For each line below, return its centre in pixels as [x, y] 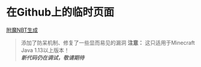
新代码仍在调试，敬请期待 [52, 57]
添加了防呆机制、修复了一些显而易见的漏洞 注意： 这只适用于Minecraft [108, 42]
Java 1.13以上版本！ [45, 50]
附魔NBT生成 [22, 30]
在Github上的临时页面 [60, 12]
